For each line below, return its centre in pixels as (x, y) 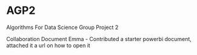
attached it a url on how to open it (48, 45)
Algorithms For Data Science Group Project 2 (62, 27)
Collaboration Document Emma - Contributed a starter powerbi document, (99, 39)
